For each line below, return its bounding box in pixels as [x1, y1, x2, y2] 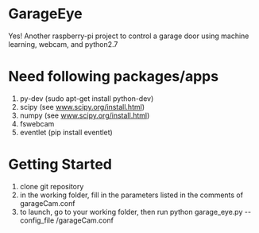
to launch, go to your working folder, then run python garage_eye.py [19, 207, 243, 216]
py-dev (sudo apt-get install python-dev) [19, 93, 154, 103]
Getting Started [8, 156, 113, 173]
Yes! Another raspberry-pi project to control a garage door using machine [8, 31, 249, 41]
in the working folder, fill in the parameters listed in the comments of [19, 190, 244, 200]
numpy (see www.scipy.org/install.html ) [19, 111, 150, 120]
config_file [19, 216, 55, 225]
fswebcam [19, 118, 55, 128]
